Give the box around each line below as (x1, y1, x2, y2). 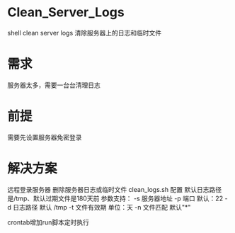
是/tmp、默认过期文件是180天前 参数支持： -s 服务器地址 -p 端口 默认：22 (7, 194, 224, 203)
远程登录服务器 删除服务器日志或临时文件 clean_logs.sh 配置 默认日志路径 (7, 185, 222, 193)
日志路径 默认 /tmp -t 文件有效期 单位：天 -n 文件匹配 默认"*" (13, 203, 191, 211)
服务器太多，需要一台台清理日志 (7, 81, 101, 89)
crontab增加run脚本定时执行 (7, 217, 90, 227)
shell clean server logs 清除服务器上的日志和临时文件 (7, 28, 162, 37)
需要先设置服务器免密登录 (7, 132, 82, 142)
